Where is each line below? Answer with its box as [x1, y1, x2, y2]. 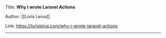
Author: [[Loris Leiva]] [5, 14, 50, 19]
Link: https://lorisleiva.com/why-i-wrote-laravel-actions [5, 23, 118, 29]
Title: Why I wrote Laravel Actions [5, 4, 76, 10]
